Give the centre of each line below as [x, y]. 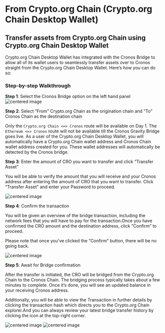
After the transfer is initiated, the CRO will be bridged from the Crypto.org [80, 275]
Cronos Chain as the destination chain [44, 116]
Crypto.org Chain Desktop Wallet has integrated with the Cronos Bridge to [80, 57]
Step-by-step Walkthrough [38, 86]
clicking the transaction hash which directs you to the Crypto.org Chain [77, 305]
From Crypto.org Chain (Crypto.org [79, 9]
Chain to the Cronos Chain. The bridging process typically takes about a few [82, 280]
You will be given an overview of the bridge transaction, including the [75, 216]
